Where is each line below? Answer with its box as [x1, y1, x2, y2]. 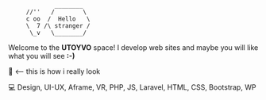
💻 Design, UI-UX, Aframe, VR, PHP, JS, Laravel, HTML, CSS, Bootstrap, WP [8, 83, 256, 92]
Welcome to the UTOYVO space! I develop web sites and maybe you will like [8, 43, 259, 52]
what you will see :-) [8, 52, 75, 60]
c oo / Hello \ [25, 15, 91, 23]
